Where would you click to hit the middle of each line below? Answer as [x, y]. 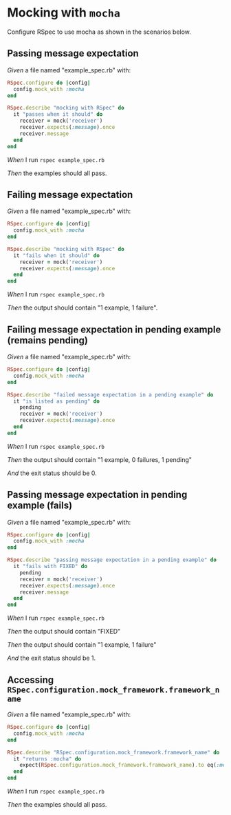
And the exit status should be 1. [52, 658]
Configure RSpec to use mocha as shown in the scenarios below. [99, 32]
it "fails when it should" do [56, 255]
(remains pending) [47, 340]
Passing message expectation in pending [97, 495]
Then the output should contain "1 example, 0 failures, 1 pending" [100, 459]
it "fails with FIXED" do [51, 567]
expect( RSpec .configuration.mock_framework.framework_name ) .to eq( [118, 765]
